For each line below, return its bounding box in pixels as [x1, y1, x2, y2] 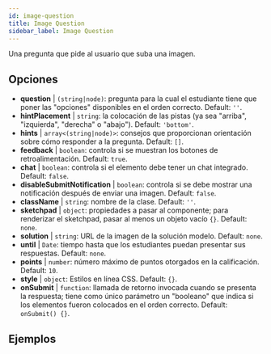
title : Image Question [8, 19, 85, 27]
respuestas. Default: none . [19, 248, 107, 259]
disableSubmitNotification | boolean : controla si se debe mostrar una [19, 179, 252, 190]
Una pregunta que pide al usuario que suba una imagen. [8, 49, 196, 59]
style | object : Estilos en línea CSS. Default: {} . [19, 274, 178, 284]
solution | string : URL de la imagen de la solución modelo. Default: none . [19, 231, 263, 241]
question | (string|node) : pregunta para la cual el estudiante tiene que [19, 94, 257, 103]
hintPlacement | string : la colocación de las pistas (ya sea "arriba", [19, 111, 247, 121]
